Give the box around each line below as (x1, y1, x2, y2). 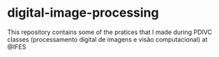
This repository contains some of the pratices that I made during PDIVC (7, 28, 213, 36)
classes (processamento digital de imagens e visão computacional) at (7, 35, 208, 43)
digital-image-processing (7, 5, 159, 21)
